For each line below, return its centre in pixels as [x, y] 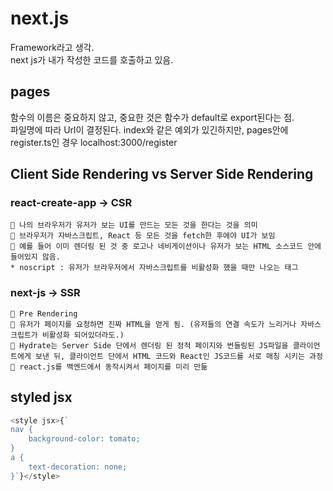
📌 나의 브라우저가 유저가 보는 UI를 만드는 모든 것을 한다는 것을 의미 [134, 225]
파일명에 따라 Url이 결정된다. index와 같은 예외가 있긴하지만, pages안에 [149, 129]
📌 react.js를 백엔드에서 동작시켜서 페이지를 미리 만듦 [109, 367]
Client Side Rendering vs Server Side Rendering [162, 174]
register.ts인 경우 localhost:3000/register [94, 142]
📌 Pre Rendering [44, 313]
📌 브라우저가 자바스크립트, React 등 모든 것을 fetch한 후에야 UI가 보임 [143, 236]
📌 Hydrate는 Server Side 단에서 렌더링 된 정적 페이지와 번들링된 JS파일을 [149, 345]
